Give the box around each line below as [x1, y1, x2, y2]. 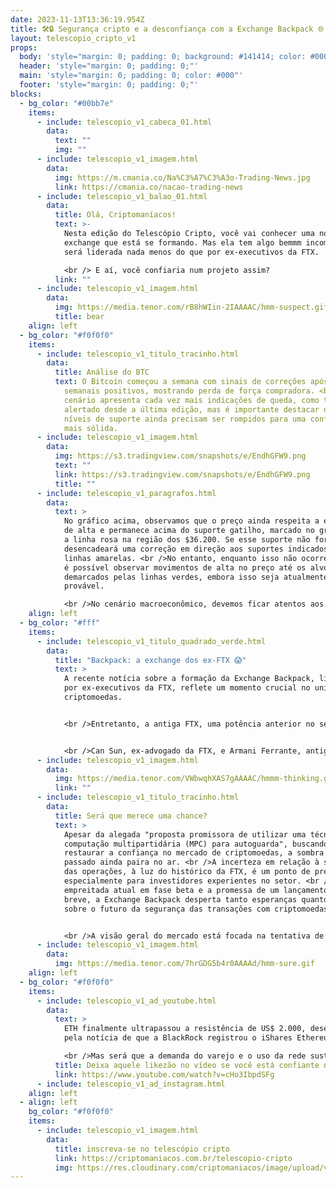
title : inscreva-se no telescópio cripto [54, 1144, 230, 1154]
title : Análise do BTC [54, 367, 150, 378]
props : [10, 42, 38, 53]
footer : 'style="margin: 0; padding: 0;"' [19, 80, 199, 90]
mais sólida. [63, 423, 118, 433]
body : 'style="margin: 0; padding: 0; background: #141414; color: [19, 52, 307, 62]
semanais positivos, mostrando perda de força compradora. [63, 386, 315, 396]
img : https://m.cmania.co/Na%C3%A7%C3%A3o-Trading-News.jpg [54, 172, 311, 183]
